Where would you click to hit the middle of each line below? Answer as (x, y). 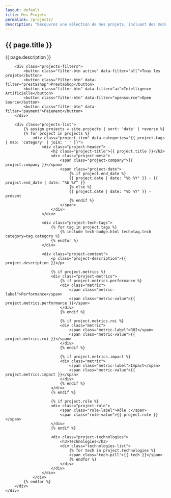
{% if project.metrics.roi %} (92, 321)
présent (13, 196)
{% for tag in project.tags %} (84, 228)
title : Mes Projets (26, 15)
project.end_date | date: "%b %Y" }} (45, 183)
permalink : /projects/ (29, 19)
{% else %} (81, 187)
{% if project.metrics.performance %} (101, 281)
